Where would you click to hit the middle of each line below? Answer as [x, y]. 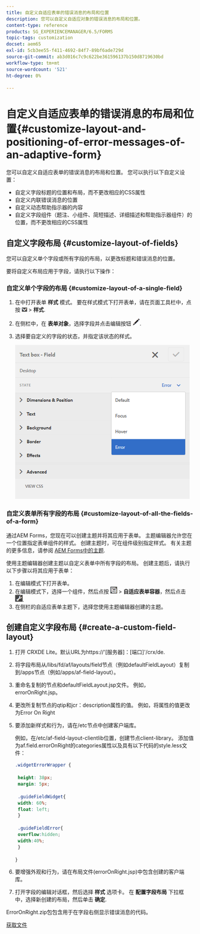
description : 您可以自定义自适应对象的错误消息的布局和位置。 [74, 19]
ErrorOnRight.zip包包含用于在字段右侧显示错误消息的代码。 [79, 912]
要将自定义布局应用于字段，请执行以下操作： [61, 271]
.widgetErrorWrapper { [43, 765]
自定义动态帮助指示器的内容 [49, 207]
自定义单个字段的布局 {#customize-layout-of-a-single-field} [94, 288]
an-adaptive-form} [54, 155]
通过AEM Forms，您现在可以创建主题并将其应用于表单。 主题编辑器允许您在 [99, 535]
